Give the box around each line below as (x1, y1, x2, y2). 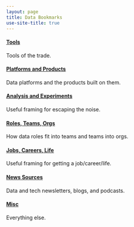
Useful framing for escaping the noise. (6, 105, 101, 113)
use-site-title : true (6, 20, 60, 26)
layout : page (6, 8, 39, 15)
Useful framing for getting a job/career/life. (6, 160, 112, 167)
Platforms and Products (6, 65, 66, 72)
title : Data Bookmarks (6, 14, 63, 20)
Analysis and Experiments (6, 92, 73, 99)
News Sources (6, 173, 43, 180)
